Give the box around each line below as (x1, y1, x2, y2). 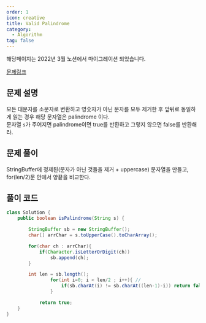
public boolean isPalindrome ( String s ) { (17, 216, 124, 222)
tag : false (6, 37, 34, 44)
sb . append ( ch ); (50, 254, 89, 261)
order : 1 (6, 9, 29, 15)
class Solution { (6, 209, 51, 216)
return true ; (39, 299, 72, 306)
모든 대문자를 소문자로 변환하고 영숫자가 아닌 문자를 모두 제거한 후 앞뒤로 (6, 105, 180, 112)
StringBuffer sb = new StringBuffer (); (28, 227, 131, 233)
